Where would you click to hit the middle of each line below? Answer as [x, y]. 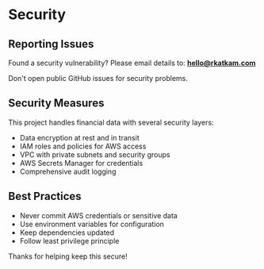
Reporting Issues [51, 44]
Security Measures [56, 104]
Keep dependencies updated [67, 232]
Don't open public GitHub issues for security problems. [98, 78]
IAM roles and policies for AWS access [83, 146]
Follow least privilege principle [69, 240]
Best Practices [45, 196]
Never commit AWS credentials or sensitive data [99, 215]
